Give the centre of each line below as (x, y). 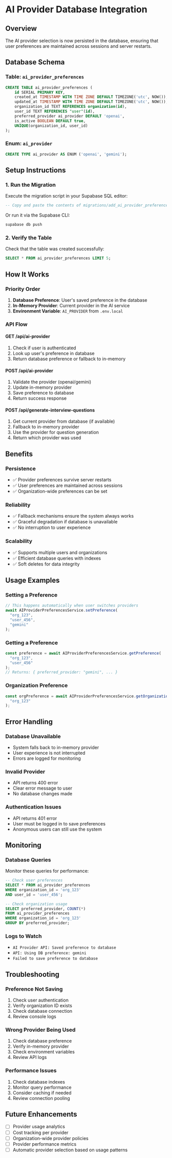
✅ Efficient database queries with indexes (57, 558)
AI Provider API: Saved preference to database (64, 948)
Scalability (19, 541)
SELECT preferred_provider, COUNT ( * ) (46, 909)
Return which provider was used (47, 438)
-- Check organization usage (36, 904)
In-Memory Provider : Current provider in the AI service (71, 305)
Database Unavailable (33, 736)
